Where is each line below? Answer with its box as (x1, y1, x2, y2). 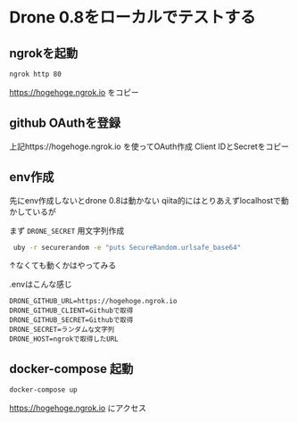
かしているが (9, 206, 56, 217)
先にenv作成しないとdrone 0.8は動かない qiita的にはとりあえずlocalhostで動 (9, 194, 289, 205)
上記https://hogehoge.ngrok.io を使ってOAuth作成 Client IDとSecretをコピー (9, 141, 290, 152)
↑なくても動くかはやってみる (9, 260, 117, 271)
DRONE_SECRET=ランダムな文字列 (9, 326, 115, 335)
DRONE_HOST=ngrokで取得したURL (9, 335, 119, 343)
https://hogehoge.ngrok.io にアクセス (9, 402, 147, 414)
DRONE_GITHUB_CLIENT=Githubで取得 (9, 306, 134, 316)
